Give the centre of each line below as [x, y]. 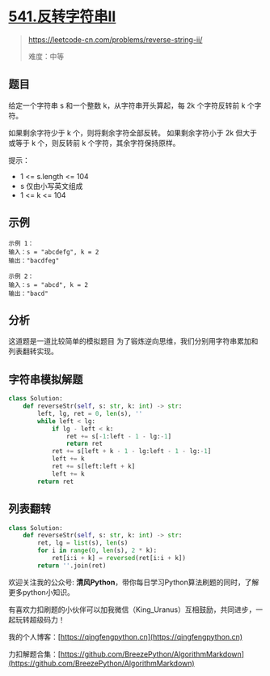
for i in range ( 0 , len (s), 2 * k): [97, 551]
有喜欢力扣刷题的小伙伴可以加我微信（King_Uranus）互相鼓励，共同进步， [132, 610]
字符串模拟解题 [46, 379]
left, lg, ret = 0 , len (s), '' [90, 413]
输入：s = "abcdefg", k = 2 [54, 252]
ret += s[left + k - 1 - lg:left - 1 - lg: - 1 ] [131, 451]
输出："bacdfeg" [34, 260]
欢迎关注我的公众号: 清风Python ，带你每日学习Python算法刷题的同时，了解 [134, 582]
